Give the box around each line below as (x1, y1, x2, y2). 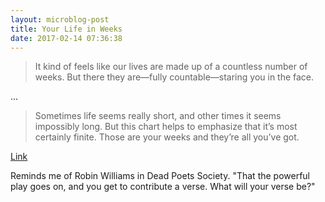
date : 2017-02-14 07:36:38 (10, 33, 123, 43)
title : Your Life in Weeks (10, 24, 123, 34)
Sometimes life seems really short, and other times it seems (34, 110, 282, 122)
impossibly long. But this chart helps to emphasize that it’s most (34, 121, 298, 133)
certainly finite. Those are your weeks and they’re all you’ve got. (34, 131, 300, 143)
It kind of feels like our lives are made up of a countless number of (34, 61, 308, 73)
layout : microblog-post (10, 14, 110, 25)
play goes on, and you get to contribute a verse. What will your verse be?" (10, 181, 316, 193)
